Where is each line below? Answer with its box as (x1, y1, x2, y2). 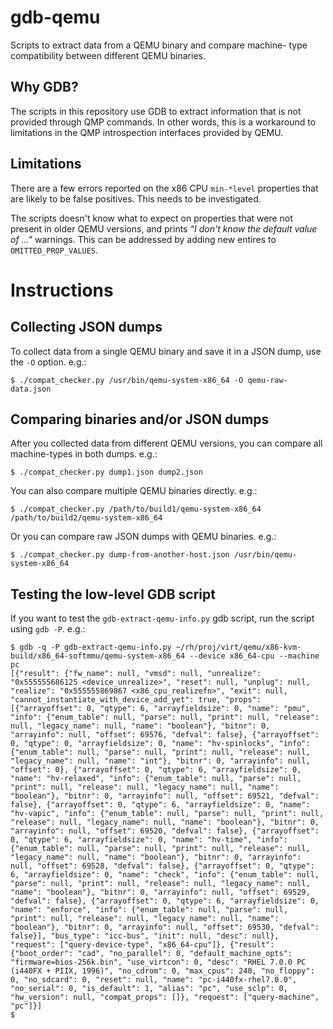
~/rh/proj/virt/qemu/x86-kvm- (175, 642, 302, 653)
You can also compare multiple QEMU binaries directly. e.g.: (10, 485, 258, 497)
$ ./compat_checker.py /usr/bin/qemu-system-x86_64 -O (10, 375, 244, 385)
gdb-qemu (10, 6, 101, 29)
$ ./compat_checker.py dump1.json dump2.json (10, 467, 203, 478)
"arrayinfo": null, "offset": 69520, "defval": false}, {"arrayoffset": (10, 826, 320, 836)
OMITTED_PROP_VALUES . (10, 244, 99, 256)
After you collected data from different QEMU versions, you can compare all (10, 437, 323, 450)
